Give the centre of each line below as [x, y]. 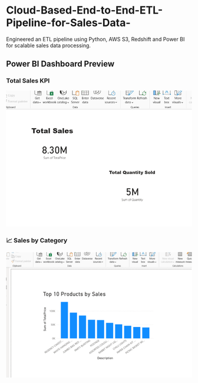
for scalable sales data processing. [49, 45]
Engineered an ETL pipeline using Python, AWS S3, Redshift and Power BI [95, 39]
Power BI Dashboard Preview [60, 64]
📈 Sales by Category [37, 240]
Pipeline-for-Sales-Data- [68, 23]
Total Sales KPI [28, 81]
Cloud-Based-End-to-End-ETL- [85, 10]
